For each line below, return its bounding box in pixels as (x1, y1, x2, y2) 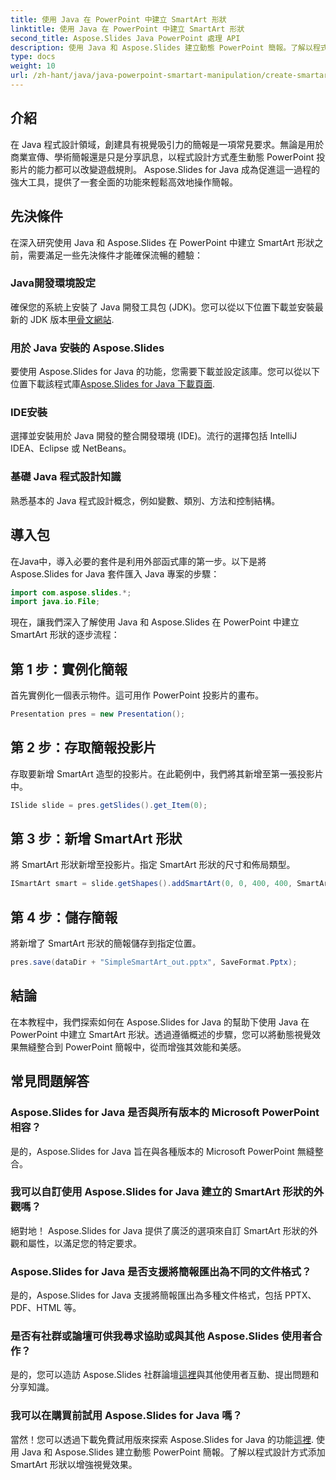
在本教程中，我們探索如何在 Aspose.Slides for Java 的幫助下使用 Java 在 (10, 1016, 310, 1028)
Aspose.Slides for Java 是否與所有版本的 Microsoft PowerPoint (10, 1106, 320, 1120)
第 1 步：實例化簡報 (10, 661, 128, 678)
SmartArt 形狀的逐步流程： (10, 629, 120, 641)
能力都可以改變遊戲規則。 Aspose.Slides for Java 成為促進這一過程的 (36, 163, 320, 175)
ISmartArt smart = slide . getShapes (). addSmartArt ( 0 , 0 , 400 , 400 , (10, 879, 293, 889)
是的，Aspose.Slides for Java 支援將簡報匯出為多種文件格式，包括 (10, 1289, 283, 1301)
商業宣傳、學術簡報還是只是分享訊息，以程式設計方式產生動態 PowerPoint (10, 151, 315, 163)
